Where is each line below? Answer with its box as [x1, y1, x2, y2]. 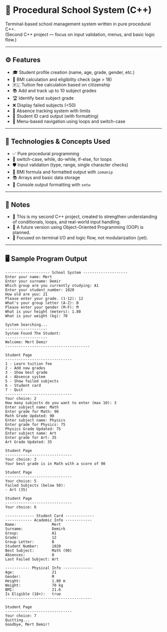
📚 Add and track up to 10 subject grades [12, 87, 97, 93]
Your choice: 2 [5, 396, 37, 401]
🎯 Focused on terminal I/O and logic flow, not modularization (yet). [12, 235, 148, 241]
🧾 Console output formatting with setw [12, 181, 91, 188]
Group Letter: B [5, 540, 55, 545]
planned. [12, 229, 31, 235]
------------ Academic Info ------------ [5, 518, 92, 523]
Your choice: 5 [5, 479, 37, 484]
